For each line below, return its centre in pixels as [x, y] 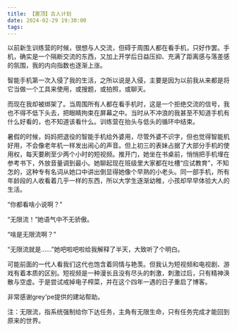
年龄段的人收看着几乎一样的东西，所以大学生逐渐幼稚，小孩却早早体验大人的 [119, 181]
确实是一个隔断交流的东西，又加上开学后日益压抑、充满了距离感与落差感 [124, 56]
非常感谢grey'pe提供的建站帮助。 [56, 297]
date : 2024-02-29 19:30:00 [47, 20]
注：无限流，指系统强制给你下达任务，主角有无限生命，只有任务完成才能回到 [119, 312]
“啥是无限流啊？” [32, 235]
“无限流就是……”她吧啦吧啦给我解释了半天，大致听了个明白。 [96, 249]
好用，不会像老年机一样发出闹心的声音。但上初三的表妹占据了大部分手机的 [115, 146]
